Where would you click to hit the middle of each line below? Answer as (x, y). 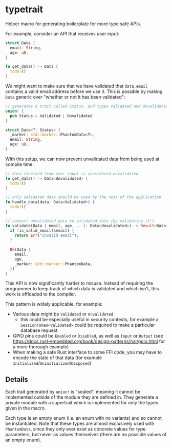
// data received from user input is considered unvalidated (72, 174)
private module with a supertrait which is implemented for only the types (82, 403)
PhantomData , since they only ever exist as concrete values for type (76, 429)
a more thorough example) (41, 347)
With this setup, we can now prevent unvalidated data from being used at (82, 159)
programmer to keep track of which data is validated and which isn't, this (82, 289)
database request (39, 330)
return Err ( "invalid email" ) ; (47, 235)
